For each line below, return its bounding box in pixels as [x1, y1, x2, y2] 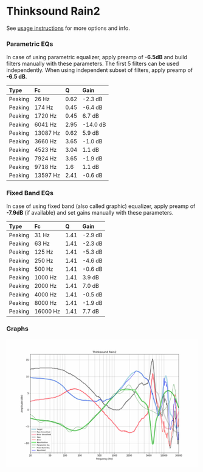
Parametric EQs [6, 40, 53, 48]
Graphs [6, 324, 29, 333]
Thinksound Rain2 [6, 4, 100, 18]
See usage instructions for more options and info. [6, 24, 131, 32]
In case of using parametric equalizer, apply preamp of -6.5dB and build [6, 54, 187, 61]
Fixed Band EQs [6, 188, 53, 197]
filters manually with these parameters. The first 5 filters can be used [6, 60, 179, 68]
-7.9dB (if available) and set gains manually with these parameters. [6, 209, 174, 216]
